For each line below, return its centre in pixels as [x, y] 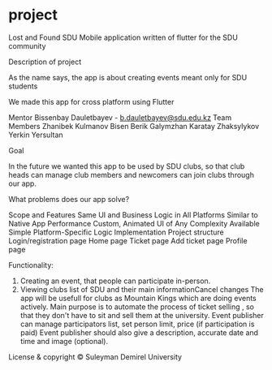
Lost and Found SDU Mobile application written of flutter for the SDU [123, 37]
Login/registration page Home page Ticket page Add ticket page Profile [128, 240]
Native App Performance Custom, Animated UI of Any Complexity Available [134, 223]
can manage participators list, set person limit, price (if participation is [137, 324]
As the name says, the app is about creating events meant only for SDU [128, 77]
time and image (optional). [64, 341]
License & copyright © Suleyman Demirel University [95, 357]
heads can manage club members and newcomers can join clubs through [131, 174]
